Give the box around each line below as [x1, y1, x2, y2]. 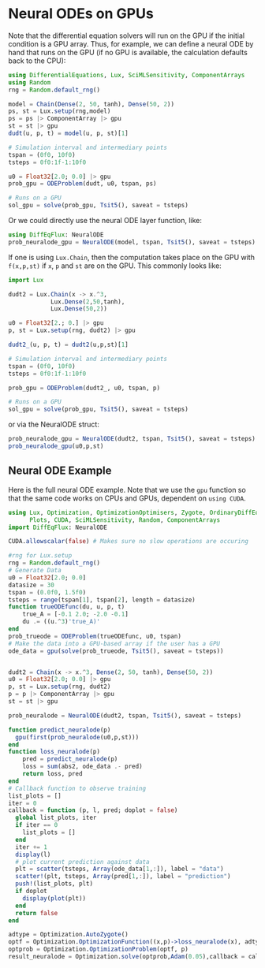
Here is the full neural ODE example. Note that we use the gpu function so [8, 485, 246, 494]
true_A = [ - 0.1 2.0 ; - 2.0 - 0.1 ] [22, 610, 129, 619]
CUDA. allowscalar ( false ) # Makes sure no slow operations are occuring [8, 538, 248, 545]
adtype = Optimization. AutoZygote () [8, 931, 129, 939]
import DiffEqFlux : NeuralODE [8, 523, 108, 531]
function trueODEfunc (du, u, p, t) [8, 603, 125, 611]
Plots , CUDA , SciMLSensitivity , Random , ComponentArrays [28, 516, 221, 524]
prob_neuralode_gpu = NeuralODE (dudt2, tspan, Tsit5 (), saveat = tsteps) [8, 435, 256, 443]
